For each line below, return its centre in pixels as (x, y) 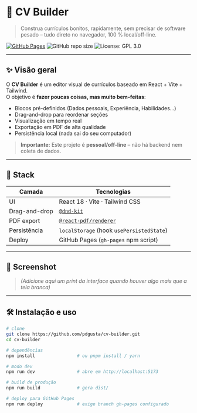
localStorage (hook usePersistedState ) (113, 230)
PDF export (25, 220)
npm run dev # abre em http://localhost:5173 (82, 372)
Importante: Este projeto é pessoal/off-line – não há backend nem (101, 144)
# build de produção (31, 382)
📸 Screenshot (31, 267)
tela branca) (35, 288)
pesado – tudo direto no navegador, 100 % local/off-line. (89, 34)
